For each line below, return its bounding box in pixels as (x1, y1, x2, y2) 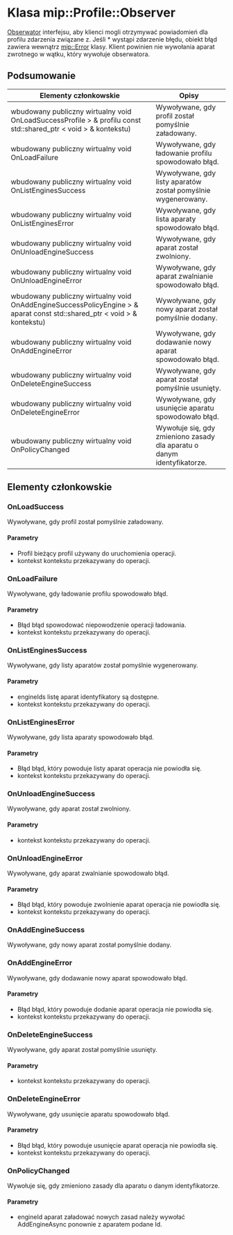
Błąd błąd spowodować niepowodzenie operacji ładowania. (17, 621, 187, 629)
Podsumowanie (7, 70, 76, 82)
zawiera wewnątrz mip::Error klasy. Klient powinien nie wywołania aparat (7, 42, 215, 51)
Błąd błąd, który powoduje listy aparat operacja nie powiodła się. (17, 764, 202, 772)
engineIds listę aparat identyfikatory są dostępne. (17, 692, 159, 701)
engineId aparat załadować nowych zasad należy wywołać (17, 1213, 186, 1221)
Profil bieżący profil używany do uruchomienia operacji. (17, 549, 177, 558)
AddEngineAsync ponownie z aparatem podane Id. (17, 1220, 163, 1229)
